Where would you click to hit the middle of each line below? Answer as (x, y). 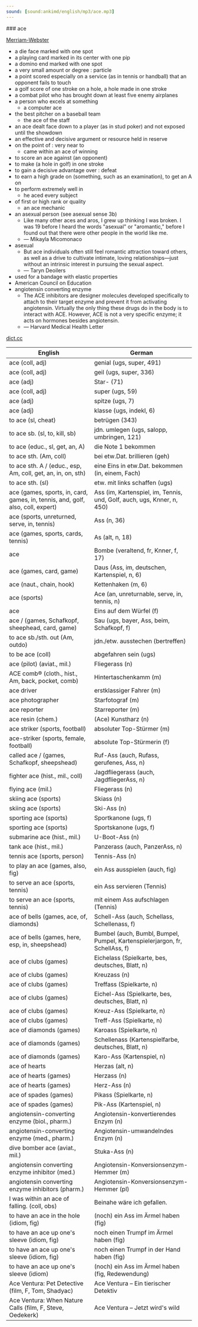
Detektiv (106, 1290)
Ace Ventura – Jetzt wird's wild (137, 1308)
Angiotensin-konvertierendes (135, 1114)
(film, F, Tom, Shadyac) (41, 1290)
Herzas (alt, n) (114, 1066)
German (141, 352)
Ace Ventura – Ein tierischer (132, 1283)
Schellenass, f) (115, 924)
